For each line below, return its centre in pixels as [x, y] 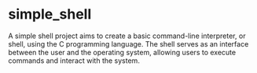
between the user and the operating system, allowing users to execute [122, 52]
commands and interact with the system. [74, 61]
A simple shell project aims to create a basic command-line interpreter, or [127, 36]
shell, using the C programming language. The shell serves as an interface [128, 43]
